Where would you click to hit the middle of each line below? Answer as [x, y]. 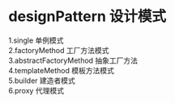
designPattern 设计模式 [87, 16]
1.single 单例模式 [36, 40]
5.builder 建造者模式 [42, 80]
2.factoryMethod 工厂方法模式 [59, 50]
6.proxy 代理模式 [36, 90]
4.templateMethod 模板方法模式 [62, 70]
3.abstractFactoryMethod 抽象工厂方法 [73, 60]
